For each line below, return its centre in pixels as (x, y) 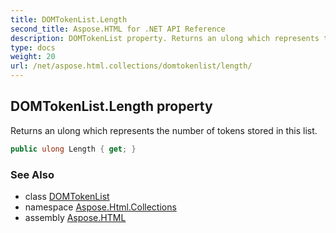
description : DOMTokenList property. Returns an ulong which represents (165, 38)
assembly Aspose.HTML (75, 217)
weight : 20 (33, 57)
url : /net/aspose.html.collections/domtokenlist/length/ (131, 66)
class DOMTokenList (67, 196)
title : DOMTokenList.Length (69, 19)
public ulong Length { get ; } (73, 149)
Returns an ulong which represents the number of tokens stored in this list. (164, 130)
